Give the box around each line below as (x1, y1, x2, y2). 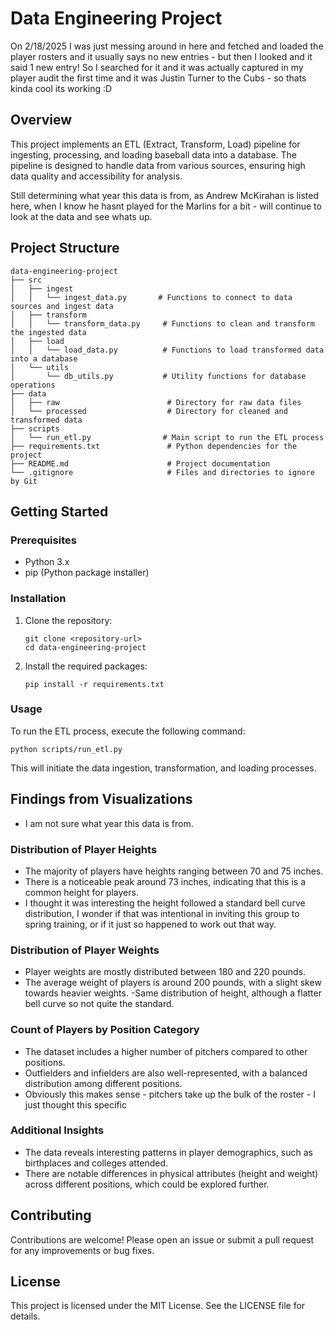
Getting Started (10, 503, 109, 520)
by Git (10, 476, 38, 486)
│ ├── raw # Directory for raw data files (10, 397, 302, 407)
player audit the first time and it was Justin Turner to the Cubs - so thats (10, 72, 307, 84)
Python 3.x (24, 556, 70, 568)
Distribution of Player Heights (10, 842, 158, 856)
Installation (10, 592, 67, 606)
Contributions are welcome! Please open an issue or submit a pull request (10, 1233, 315, 1246)
